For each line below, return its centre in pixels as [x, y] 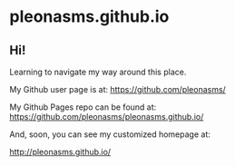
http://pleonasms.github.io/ [60, 152]
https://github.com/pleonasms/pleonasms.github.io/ [107, 117]
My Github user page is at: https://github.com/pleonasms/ [118, 89]
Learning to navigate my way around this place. [98, 72]
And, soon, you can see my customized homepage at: [110, 134]
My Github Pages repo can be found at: [83, 107]
